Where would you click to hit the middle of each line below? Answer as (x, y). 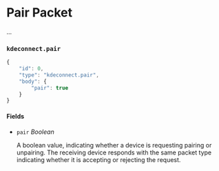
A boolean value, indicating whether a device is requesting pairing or (114, 145)
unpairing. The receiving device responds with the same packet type (114, 152)
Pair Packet (40, 13)
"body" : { (33, 81)
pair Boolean (35, 132)
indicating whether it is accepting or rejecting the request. (98, 159)
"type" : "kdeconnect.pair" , (59, 75)
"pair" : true (50, 88)
